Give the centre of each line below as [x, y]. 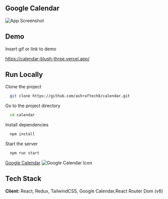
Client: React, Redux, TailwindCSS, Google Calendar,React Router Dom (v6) [84, 191]
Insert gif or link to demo [31, 49]
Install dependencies [27, 125]
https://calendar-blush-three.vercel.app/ [47, 58]
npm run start [25, 153]
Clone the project [23, 87]
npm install [23, 134]
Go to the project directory [33, 106]
